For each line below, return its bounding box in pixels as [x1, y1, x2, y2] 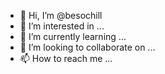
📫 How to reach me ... [19, 53, 113, 64]
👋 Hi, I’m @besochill [19, 10, 103, 21]
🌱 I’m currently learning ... [19, 31, 127, 42]
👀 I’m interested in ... [19, 20, 105, 32]
